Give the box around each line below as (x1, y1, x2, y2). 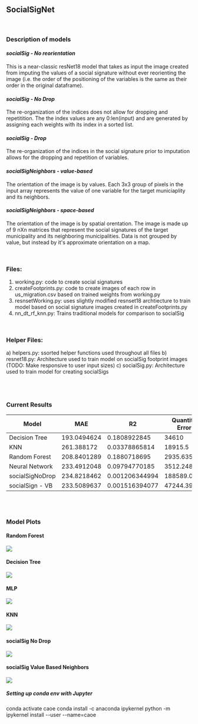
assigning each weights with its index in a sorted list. (6, 121, 134, 128)
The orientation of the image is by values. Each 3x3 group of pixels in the (6, 180, 184, 188)
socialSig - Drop (6, 134, 47, 141)
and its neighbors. (6, 193, 50, 200)
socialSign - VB (9, 481, 53, 489)
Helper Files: (6, 336, 43, 344)
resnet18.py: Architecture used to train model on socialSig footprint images (6, 356, 187, 363)
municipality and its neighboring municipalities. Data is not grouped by (6, 232, 177, 239)
